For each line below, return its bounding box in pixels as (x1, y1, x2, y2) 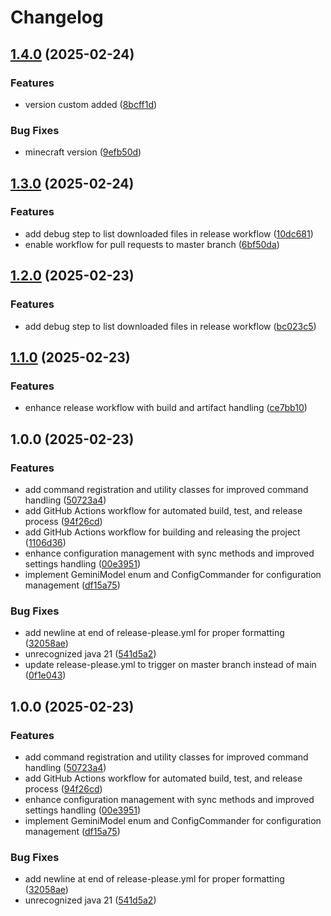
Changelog (10, 6, 104, 29)
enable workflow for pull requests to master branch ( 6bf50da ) (24, 238, 280, 250)
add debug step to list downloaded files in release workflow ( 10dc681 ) (24, 227, 314, 240)
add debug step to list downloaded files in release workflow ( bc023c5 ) (24, 320, 317, 332)
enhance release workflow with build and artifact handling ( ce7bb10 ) (24, 402, 308, 414)
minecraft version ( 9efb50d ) (24, 146, 142, 158)
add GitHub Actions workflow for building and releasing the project (24, 526, 301, 538)
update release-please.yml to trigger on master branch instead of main (24, 659, 317, 671)
